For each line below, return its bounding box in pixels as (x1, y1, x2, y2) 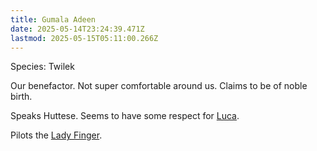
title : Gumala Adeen (10, 14, 97, 25)
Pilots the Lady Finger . (10, 129, 103, 141)
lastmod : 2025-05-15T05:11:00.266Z (10, 33, 159, 43)
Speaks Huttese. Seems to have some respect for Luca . (10, 110, 240, 122)
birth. (10, 91, 33, 103)
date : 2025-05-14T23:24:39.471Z (10, 24, 145, 34)
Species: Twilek (10, 61, 75, 73)
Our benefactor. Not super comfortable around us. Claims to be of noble (10, 80, 308, 92)
